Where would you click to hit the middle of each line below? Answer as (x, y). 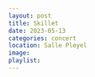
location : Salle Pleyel (48, 46)
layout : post (30, 16)
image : (19, 53)
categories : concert (43, 38)
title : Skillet (34, 23)
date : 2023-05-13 (37, 30)
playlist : (25, 61)
